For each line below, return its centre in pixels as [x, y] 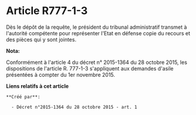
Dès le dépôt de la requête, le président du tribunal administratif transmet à [97, 27]
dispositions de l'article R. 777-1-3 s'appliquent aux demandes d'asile [90, 68]
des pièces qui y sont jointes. [41, 39]
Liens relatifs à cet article [37, 86]
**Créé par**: [23, 97]
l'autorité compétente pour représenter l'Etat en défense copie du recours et [98, 33]
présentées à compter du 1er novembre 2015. [61, 75]
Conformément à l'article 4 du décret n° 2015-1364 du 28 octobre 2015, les [97, 62]
